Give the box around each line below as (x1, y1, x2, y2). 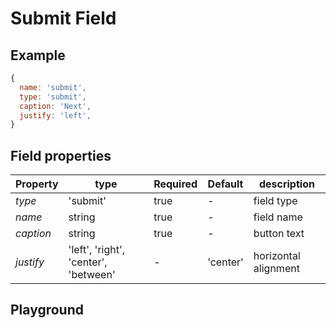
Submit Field (10, 7, 117, 30)
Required (153, 177, 198, 191)
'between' (68, 268, 116, 282)
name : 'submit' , (19, 82, 87, 92)
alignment (253, 262, 300, 276)
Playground (10, 302, 84, 319)
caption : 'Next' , (19, 101, 92, 111)
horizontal (253, 249, 301, 263)
